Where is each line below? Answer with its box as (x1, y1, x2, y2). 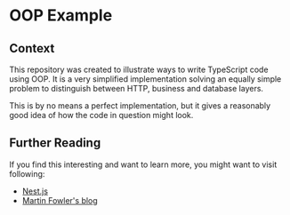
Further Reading (9, 135, 101, 151)
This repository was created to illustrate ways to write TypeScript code (9, 64, 269, 75)
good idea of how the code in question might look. (9, 110, 194, 120)
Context (9, 41, 55, 56)
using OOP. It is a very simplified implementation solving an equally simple (9, 74, 282, 84)
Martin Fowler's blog (21, 195, 98, 205)
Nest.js (21, 186, 49, 196)
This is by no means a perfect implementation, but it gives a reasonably (9, 100, 271, 111)
